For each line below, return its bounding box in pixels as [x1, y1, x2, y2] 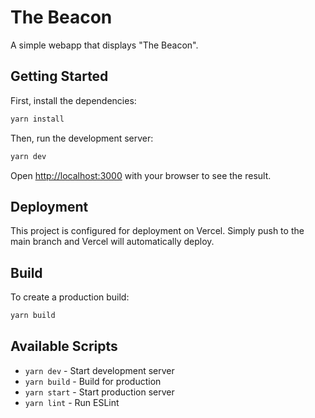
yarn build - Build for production [24, 375, 162, 387]
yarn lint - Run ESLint [24, 396, 120, 408]
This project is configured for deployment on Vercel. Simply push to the [10, 225, 305, 237]
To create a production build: [10, 291, 130, 303]
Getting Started [10, 68, 109, 85]
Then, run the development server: [10, 132, 154, 144]
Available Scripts [10, 338, 118, 355]
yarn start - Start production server [24, 386, 175, 398]
